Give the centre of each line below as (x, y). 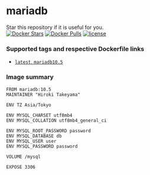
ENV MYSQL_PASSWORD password (42, 146)
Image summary (30, 77)
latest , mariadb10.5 (39, 62)
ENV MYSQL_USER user (32, 141)
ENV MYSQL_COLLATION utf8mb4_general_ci (57, 120)
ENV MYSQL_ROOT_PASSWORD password (49, 131)
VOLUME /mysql (24, 157)
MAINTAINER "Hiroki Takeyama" (43, 95)
